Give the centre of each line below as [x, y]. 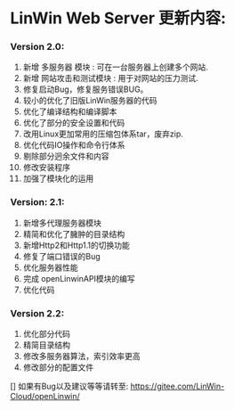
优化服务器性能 [50, 267]
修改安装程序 [46, 168]
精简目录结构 [46, 345]
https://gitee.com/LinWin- [178, 386]
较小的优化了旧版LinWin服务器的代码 [90, 101]
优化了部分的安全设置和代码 [74, 123]
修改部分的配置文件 [58, 367]
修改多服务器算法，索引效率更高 [81, 357]
